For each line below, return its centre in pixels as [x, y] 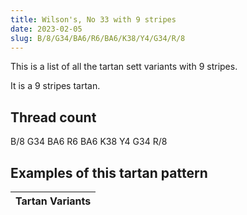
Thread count [53, 117]
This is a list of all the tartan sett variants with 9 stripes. [124, 67]
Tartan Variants [53, 201]
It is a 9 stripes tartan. [55, 86]
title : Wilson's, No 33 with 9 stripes [93, 19]
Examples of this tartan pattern [109, 172]
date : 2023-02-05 [46, 29]
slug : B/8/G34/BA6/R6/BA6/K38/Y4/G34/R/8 [98, 38]
